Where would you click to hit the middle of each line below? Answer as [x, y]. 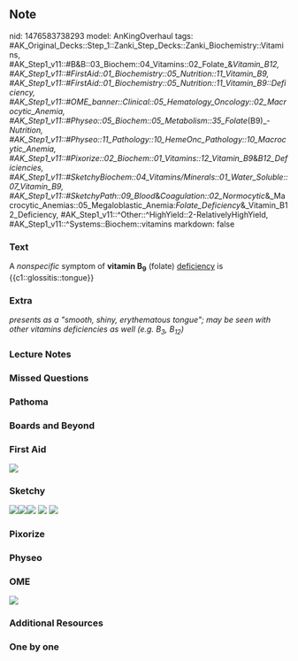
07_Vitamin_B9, [36, 186]
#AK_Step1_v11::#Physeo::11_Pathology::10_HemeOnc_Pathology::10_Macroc [148, 139]
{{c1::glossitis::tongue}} [52, 277]
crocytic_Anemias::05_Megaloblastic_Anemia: [92, 205]
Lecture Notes [40, 354]
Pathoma [29, 402]
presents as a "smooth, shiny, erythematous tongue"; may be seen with [140, 320]
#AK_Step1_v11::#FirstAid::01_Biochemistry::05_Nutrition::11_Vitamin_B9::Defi [148, 82]
